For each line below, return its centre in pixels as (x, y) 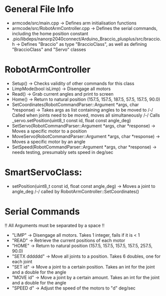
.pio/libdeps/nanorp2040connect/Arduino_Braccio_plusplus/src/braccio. (86, 39)
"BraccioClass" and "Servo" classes (49, 49)
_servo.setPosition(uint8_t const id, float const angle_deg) (71, 120)
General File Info (39, 9)
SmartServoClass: (43, 172)
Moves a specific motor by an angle (49, 142)
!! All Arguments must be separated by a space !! (55, 225)
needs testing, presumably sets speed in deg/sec (63, 152)
